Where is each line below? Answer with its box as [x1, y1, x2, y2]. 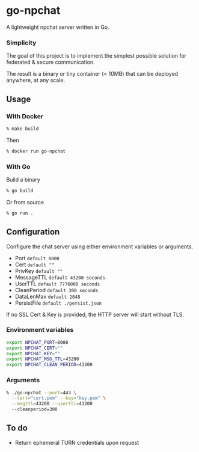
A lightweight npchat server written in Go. [6, 23, 109, 31]
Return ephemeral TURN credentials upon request [14, 439, 139, 446]
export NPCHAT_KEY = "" [6, 350, 61, 356]
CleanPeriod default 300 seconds [14, 286, 99, 293]
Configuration [6, 227, 60, 237]
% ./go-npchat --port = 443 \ [6, 389, 77, 395]
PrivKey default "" [14, 267, 63, 274]
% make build [6, 126, 39, 132]
